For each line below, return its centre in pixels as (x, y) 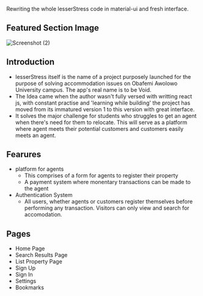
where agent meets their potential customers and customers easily (99, 128)
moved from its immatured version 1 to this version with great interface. (105, 109)
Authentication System (44, 195)
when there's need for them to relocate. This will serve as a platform (101, 122)
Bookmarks (30, 287)
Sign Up (25, 268)
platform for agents (39, 169)
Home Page (30, 249)
